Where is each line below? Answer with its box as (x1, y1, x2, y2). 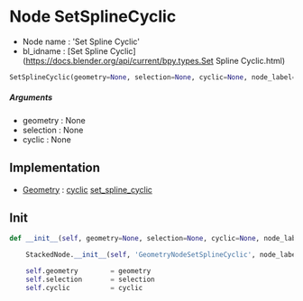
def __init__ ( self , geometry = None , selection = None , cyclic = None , (9, 234, 260, 243)
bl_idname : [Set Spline (22, 45, 108, 56)
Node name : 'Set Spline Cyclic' (22, 36, 141, 47)
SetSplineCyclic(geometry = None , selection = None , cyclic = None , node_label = (9, 72, 297, 82)
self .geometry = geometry (25, 267, 151, 276)
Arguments (9, 92, 53, 103)
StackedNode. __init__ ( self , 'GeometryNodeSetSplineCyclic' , (25, 251, 256, 260)
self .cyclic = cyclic (25, 283, 143, 292)
